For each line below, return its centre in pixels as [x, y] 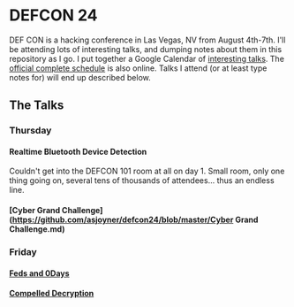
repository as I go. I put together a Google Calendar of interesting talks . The [147, 58]
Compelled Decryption [52, 294]
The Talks [37, 106]
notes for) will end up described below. [80, 77]
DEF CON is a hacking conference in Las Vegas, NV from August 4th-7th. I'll [147, 40]
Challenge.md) [37, 229]
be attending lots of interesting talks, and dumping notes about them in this [146, 49]
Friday [23, 251]
